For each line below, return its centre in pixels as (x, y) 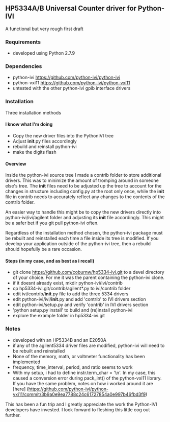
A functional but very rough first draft (44, 29)
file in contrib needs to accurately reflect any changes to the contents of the (85, 197)
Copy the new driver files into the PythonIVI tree (63, 135)
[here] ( (21, 389)
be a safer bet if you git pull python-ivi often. (52, 223)
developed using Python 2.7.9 (44, 53)
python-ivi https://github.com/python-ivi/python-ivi (66, 77)
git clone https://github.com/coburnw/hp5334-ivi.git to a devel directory (88, 272)
